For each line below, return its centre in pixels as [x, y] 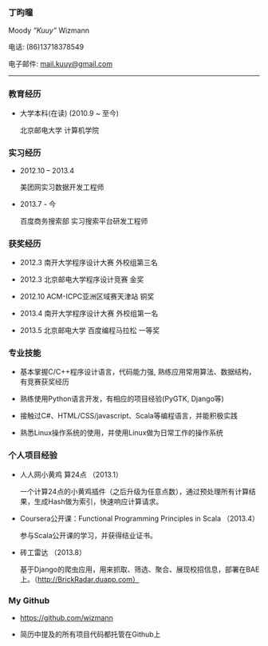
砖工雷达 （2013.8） [53, 552]
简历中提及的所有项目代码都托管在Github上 [90, 634]
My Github [29, 600]
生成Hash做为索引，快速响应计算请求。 [99, 501]
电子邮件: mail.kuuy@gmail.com [61, 64]
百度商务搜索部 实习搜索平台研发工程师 [84, 220]
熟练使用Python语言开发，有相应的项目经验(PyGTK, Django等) [122, 399]
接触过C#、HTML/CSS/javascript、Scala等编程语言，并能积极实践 [128, 416]
